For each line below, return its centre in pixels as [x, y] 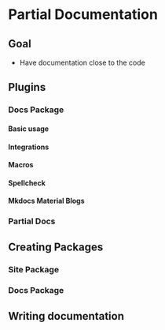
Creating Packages [56, 247]
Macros [21, 165]
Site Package [34, 269]
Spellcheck [27, 182]
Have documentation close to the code [82, 62]
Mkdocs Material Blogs [46, 201]
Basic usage [29, 129]
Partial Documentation [83, 15]
